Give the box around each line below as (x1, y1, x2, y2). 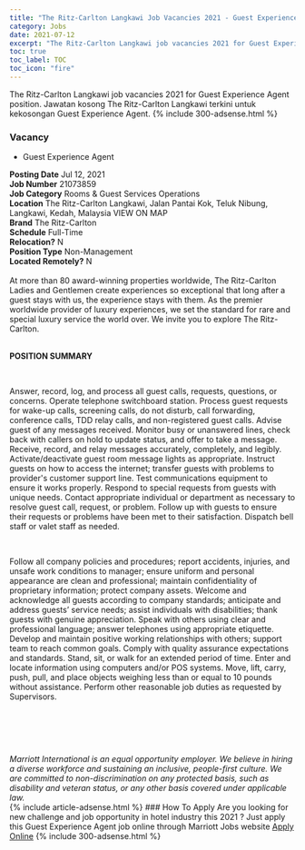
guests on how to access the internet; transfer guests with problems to (9, 463, 274, 474)
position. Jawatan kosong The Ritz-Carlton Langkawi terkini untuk (9, 98, 257, 109)
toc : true (9, 47, 47, 56)
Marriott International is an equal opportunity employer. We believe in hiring (9, 754, 293, 765)
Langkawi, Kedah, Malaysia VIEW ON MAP (9, 208, 168, 219)
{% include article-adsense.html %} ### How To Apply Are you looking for (9, 802, 289, 813)
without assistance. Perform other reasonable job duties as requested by (9, 682, 282, 693)
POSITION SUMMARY (9, 351, 93, 361)
